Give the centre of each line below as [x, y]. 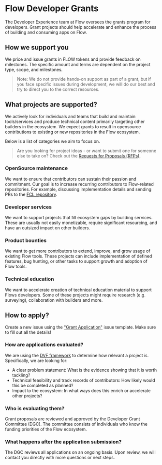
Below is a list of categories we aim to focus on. [52, 141]
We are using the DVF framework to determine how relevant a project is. [77, 355]
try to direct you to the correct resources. [58, 89]
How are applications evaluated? [44, 344]
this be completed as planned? [43, 385]
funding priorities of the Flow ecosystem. [46, 429]
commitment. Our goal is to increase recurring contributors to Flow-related [79, 184]
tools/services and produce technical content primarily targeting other [75, 121]
